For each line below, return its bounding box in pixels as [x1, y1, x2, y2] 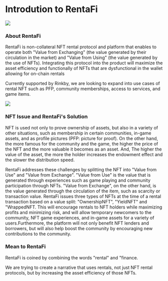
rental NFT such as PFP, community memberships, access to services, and [5, 86, 160, 92]
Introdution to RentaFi [5, 4, 98, 15]
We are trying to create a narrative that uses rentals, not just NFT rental [5, 264, 153, 270]
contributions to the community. [5, 231, 71, 237]
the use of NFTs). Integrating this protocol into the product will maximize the [5, 60, 163, 66]
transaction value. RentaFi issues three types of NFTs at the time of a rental [5, 193, 161, 199]
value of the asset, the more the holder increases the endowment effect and [5, 151, 163, 157]
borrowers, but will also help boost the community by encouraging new [5, 225, 153, 231]
